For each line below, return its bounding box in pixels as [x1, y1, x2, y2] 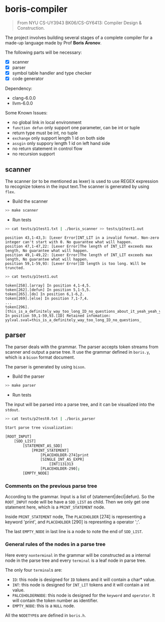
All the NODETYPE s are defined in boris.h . [5, 612, 86, 618]
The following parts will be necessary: [5, 49, 82, 55]
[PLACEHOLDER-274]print [40, 452, 89, 457]
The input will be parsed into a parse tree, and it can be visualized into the [5, 402, 155, 407]
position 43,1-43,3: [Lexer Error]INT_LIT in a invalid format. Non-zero [5, 235, 160, 240]
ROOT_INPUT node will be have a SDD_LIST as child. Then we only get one [5, 499, 150, 505]
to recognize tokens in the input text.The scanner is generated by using [5, 183, 150, 189]
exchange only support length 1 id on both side [12, 135, 105, 141]
